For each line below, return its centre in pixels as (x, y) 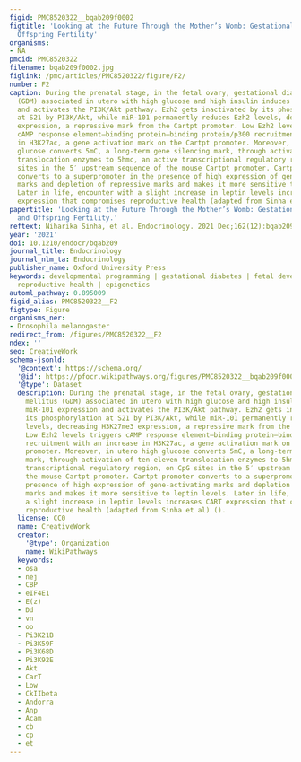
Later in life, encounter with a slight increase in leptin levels (146, 193)
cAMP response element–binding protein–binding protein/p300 (134, 135)
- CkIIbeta (38, 693)
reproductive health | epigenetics (84, 285)
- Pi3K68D (35, 652)
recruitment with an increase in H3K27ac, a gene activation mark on (158, 443)
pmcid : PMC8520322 (43, 59)
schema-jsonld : (38, 360)
